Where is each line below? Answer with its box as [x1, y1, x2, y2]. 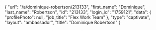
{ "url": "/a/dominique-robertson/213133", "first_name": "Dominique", [4, 4, 146, 10]
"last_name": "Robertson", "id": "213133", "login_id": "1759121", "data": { [4, 9, 152, 15]
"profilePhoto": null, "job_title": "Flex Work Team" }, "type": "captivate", [4, 15, 150, 20]
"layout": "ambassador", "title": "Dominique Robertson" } [4, 19, 121, 25]
